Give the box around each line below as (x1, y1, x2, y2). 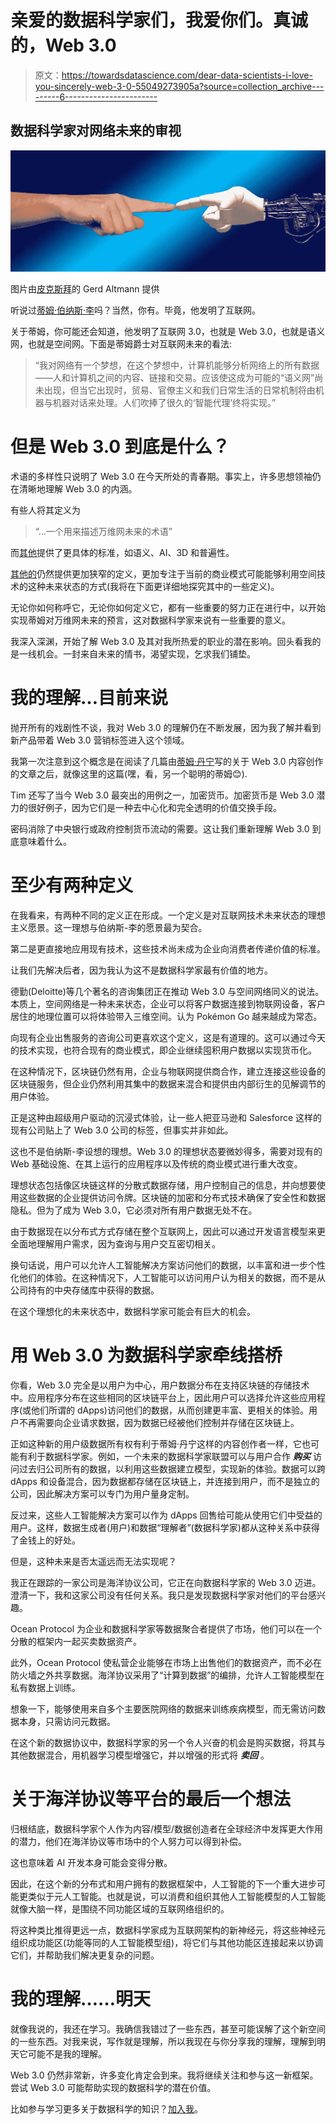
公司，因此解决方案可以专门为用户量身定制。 (10, 1487, 195, 1500)
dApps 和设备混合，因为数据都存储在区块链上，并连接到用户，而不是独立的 (10, 1475, 320, 1487)
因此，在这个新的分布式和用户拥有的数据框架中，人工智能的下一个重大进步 (10, 1877, 317, 1890)
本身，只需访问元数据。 (18, 1715, 116, 1727)
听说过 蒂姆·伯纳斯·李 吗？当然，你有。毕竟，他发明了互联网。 (10, 304, 262, 316)
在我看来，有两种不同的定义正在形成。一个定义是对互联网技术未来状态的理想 (10, 909, 326, 921)
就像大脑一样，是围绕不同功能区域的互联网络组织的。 (10, 1902, 230, 1915)
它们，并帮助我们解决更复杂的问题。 (10, 1949, 160, 1961)
